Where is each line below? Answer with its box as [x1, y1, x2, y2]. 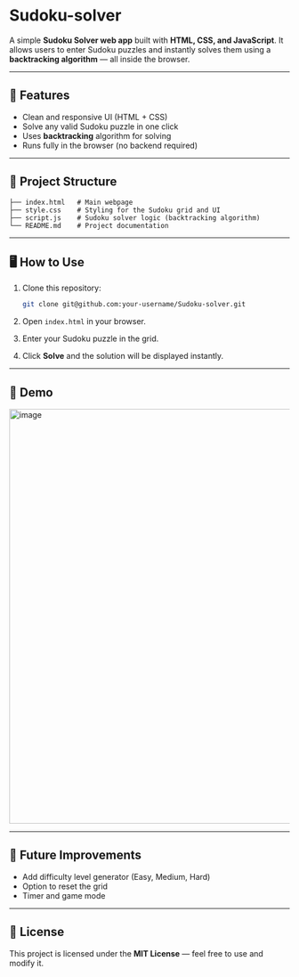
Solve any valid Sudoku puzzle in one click [21, 121, 179, 132]
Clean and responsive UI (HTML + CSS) [21, 111, 168, 122]
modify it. [9, 957, 44, 968]
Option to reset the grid [21, 881, 109, 892]
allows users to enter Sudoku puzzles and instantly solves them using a [9, 44, 271, 54]
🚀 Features [9, 88, 70, 103]
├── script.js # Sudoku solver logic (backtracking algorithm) [9, 213, 261, 223]
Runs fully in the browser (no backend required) [21, 140, 198, 151]
